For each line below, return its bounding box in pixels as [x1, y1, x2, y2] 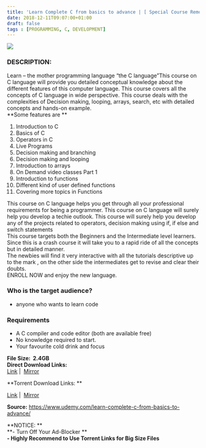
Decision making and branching [15, 148, 96, 156]
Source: [7, 403, 28, 411]
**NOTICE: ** [7, 422, 43, 429]
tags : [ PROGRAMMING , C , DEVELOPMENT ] [7, 26, 106, 32]
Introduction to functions [15, 175, 78, 182]
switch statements [7, 226, 53, 233]
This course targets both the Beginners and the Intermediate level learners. [7, 232, 196, 240]
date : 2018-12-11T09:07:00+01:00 [7, 15, 92, 21]
